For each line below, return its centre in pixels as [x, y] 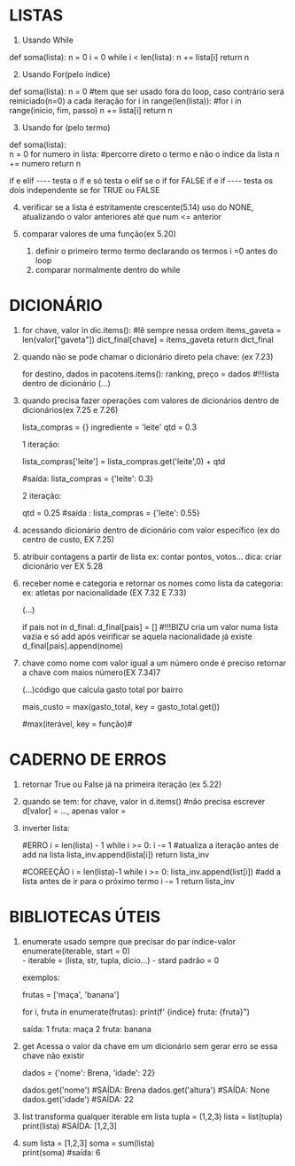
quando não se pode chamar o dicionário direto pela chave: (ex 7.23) [147, 356]
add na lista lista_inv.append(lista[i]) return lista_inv [116, 854]
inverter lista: [46, 828]
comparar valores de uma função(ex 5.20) [99, 233]
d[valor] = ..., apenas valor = [74, 811]
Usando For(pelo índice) [66, 74]
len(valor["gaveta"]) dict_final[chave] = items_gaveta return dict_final [148, 339]
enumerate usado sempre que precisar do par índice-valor [129, 941]
